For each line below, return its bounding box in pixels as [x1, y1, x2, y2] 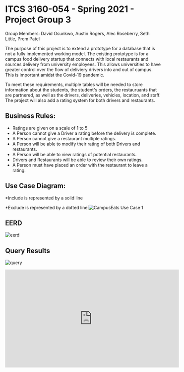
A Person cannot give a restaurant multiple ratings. [12, 135, 117, 141]
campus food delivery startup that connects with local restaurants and [5, 56, 149, 62]
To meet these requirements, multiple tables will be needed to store [5, 81, 143, 88]
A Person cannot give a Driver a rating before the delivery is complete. [12, 130, 156, 136]
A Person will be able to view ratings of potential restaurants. [12, 151, 137, 157]
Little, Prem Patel [5, 36, 40, 42]
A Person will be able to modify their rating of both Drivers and [12, 141, 140, 147]
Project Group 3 [5, 14, 71, 25]
